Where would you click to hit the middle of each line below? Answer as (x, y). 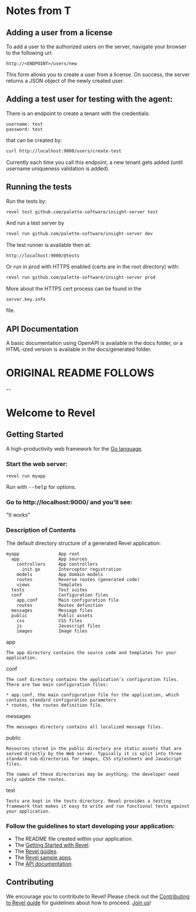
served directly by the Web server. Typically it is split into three (94, 753)
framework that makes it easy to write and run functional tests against (98, 806)
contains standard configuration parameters (61, 700)
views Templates (49, 585)
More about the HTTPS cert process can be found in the (74, 289)
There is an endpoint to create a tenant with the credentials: (78, 113)
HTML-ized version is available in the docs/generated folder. (79, 349)
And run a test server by (35, 223)
